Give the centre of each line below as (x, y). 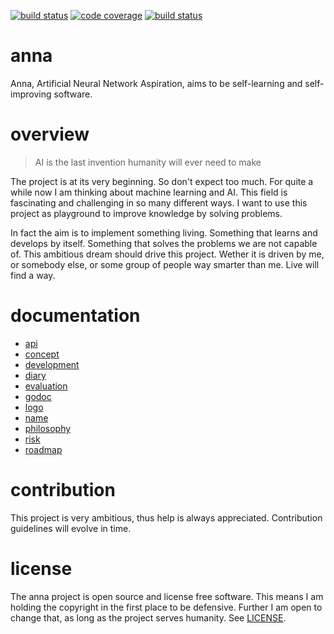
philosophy (48, 428)
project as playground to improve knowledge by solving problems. (146, 213)
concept (42, 354)
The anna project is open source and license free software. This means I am (167, 596)
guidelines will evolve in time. (71, 528)
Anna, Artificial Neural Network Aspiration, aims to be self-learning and (156, 83)
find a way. (33, 275)
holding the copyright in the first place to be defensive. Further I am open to (166, 607)
